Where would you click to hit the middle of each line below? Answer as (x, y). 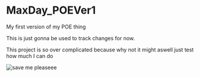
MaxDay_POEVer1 (51, 10)
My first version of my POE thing (46, 27)
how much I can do (30, 56)
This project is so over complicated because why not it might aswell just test (100, 49)
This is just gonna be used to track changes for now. (71, 38)
